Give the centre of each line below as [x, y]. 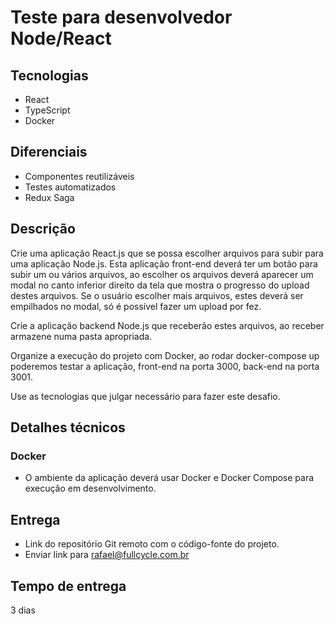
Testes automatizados [70, 187]
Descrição [43, 229]
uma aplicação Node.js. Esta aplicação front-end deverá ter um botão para [164, 263]
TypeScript [47, 110]
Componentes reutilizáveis [79, 176]
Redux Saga [49, 197]
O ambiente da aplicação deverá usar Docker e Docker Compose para [169, 478]
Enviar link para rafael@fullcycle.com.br [107, 555]
